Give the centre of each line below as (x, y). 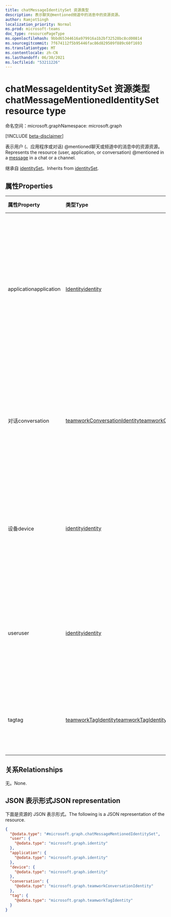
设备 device (21, 529)
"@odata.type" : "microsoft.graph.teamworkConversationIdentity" (84, 886)
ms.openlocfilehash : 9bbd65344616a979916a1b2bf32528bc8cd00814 (74, 39)
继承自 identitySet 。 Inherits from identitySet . (52, 168)
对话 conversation (28, 421)
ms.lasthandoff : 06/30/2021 (35, 57)
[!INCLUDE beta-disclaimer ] (34, 136)
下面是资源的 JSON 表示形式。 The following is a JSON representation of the (85, 814)
